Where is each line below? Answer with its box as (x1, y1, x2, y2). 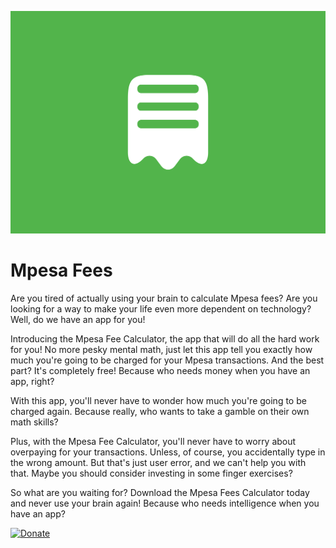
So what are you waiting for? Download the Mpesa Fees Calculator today (10, 486, 310, 498)
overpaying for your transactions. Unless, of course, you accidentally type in (10, 446, 326, 458)
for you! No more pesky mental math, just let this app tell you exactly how (10, 343, 313, 355)
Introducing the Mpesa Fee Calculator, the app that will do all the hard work (10, 332, 320, 345)
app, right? (10, 375, 55, 387)
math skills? (10, 416, 59, 428)
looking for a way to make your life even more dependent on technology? (10, 302, 312, 315)
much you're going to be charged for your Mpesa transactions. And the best (10, 354, 325, 366)
